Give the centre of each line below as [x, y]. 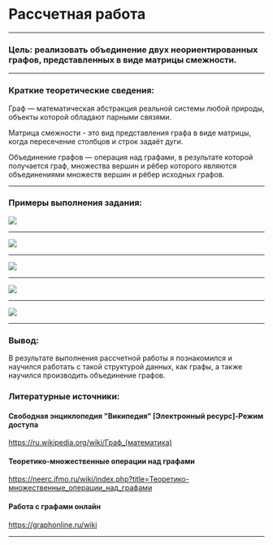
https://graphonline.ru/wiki [53, 525]
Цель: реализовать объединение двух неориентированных [133, 50]
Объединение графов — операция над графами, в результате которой [131, 157]
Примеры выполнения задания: [75, 203]
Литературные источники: [64, 397]
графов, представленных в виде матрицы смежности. [123, 59]
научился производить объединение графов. [87, 376]
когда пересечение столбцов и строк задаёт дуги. [96, 141]
